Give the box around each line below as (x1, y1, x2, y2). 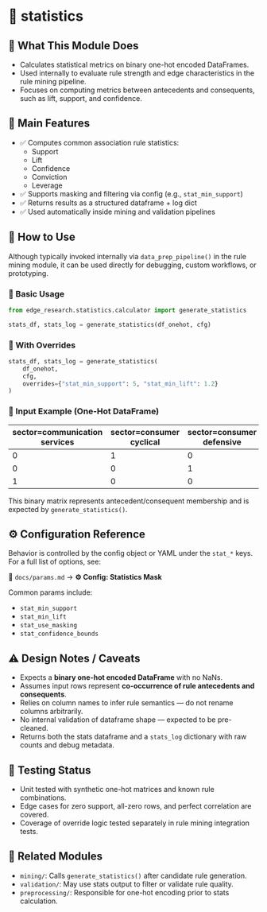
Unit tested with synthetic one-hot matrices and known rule (19, 785, 215, 794)
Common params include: (8, 588, 93, 597)
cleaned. (19, 724, 49, 733)
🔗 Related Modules (8, 850, 103, 863)
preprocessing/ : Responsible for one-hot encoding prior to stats (19, 887, 230, 897)
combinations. (19, 793, 67, 802)
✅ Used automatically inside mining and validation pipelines (19, 207, 216, 216)
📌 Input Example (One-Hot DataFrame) (8, 406, 160, 417)
